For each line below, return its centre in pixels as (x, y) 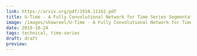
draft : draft (22, 38)
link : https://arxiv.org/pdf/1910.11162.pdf (61, 11)
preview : (17, 44)
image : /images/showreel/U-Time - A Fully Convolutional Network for (93, 22)
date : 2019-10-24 (27, 28)
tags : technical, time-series (43, 33)
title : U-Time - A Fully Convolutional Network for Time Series (86, 17)
